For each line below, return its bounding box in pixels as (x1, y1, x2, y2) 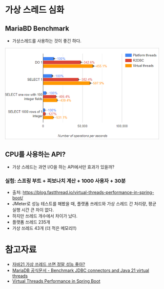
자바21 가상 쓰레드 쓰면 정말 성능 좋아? (12, 262, 85, 267)
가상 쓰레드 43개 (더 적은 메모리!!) (12, 225, 77, 231)
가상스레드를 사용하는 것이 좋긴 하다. (12, 38, 82, 44)
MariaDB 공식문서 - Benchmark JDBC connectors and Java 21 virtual (12, 267, 149, 273)
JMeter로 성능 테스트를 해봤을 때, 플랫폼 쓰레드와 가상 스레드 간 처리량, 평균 (12, 201, 157, 207)
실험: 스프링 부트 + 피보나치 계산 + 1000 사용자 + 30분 (5, 177, 126, 184)
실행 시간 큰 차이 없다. (12, 207, 54, 213)
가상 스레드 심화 (5, 4, 64, 16)
